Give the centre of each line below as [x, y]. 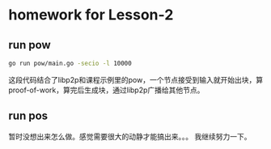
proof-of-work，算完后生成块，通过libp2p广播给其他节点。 [106, 90]
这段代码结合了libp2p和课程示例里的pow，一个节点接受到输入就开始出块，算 [136, 79]
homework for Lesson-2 [91, 15]
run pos [28, 116]
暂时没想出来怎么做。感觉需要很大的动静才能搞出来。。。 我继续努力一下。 [130, 136]
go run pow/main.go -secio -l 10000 [70, 63]
